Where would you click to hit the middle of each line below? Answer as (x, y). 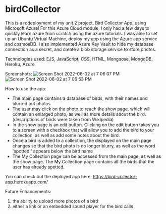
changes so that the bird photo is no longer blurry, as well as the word (84, 145)
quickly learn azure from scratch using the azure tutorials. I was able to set (81, 33)
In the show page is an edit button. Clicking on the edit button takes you (86, 125)
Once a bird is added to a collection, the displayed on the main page (82, 141)
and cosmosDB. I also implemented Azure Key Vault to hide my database (79, 44)
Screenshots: (19, 73)
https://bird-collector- (115, 176)
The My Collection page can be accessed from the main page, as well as (86, 156)
